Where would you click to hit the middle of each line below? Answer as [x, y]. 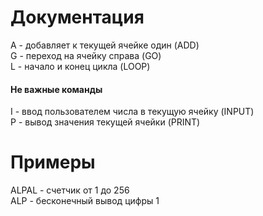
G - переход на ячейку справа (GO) [86, 55]
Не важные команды [56, 89]
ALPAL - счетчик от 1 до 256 [70, 190]
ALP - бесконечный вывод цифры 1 [85, 201]
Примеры [53, 162]
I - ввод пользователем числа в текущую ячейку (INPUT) [132, 112]
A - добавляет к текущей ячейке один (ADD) [105, 45]
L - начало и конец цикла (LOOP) [80, 66]
